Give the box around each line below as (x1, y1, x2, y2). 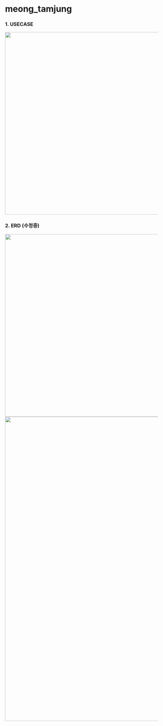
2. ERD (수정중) (5, 223, 40, 229)
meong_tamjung (5, 3, 72, 15)
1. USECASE (5, 21, 33, 28)
